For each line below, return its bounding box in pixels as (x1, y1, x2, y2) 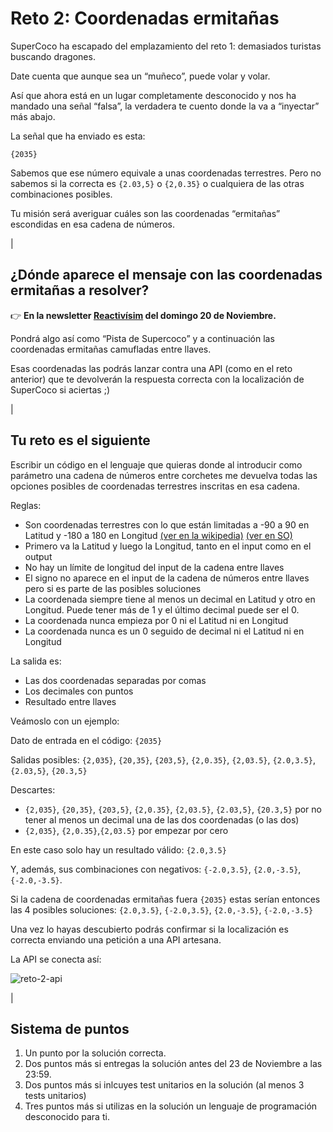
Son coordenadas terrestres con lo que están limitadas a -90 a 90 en (24, 518, 310, 531)
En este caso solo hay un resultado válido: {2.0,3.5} (10, 843, 227, 856)
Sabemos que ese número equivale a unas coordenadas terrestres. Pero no (10, 167, 322, 179)
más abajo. (10, 110, 56, 122)
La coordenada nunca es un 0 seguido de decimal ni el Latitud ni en (24, 625, 305, 637)
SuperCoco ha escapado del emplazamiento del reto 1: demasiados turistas (10, 40, 322, 52)
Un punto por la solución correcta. (24, 1047, 167, 1059)
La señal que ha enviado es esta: (10, 130, 146, 142)
